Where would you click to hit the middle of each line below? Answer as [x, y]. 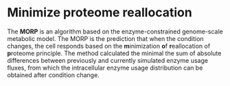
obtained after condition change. [53, 75]
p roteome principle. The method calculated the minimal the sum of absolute [114, 53]
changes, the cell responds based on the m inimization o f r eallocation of [109, 46]
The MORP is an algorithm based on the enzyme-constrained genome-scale [115, 31]
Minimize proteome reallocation [100, 13]
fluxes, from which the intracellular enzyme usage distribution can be [105, 68]
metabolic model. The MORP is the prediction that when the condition [105, 38]
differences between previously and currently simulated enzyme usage [107, 60]
